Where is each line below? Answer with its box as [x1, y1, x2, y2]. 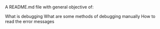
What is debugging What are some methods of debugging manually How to [5, 14, 156, 19]
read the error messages [5, 19, 55, 24]
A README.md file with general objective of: [5, 4, 94, 10]
